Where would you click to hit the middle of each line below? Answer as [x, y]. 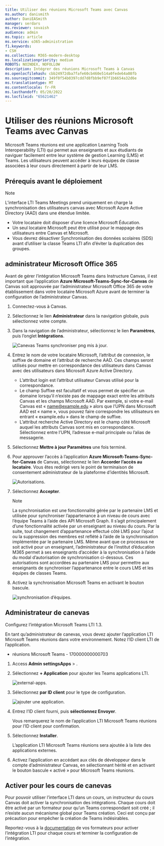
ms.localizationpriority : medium [39, 60]
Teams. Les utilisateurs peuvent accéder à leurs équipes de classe [72, 161]
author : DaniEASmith [26, 19]
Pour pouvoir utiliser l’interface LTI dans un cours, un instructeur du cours [80, 797]
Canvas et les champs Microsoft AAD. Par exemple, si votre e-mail [86, 401]
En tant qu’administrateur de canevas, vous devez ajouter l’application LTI [79, 634]
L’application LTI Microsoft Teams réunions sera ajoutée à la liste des [82, 745]
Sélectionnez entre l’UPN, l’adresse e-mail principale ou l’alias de [85, 432]
